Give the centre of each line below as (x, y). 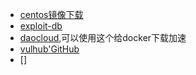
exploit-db (41, 26)
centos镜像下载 (51, 14)
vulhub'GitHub (49, 49)
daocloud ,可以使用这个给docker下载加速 (103, 37)
